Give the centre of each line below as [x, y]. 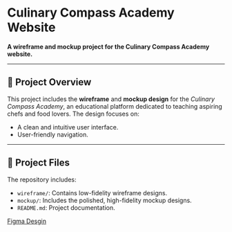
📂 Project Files [39, 163]
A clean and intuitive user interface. [68, 127]
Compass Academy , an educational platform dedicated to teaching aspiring [115, 106]
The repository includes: [42, 179]
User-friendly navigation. [52, 134]
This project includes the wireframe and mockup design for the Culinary [111, 99]
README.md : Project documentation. [66, 207]
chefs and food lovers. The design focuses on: [73, 114]
